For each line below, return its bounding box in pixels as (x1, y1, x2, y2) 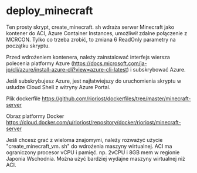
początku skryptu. (6, 42, 50, 49)
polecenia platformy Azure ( (6, 60, 73, 67)
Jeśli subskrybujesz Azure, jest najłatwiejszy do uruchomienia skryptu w (6, 77, 182, 84)
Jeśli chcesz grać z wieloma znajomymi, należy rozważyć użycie (6, 136, 163, 143)
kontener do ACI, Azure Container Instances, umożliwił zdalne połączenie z (6, 29, 188, 36)
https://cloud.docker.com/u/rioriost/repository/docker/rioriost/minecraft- (6, 118, 181, 125)
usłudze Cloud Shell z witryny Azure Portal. (6, 83, 111, 90)
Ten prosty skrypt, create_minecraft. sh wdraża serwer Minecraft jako (6, 23, 175, 30)
